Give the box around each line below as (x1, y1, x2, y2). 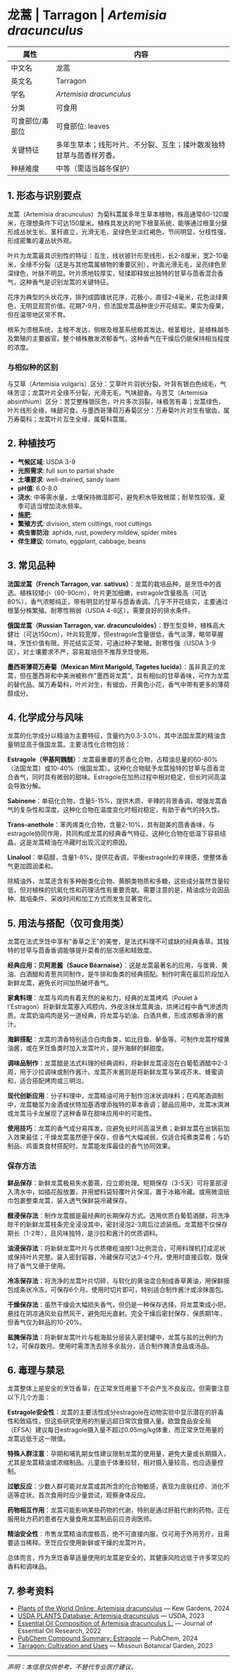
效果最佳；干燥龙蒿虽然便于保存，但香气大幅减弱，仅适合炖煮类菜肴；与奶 (13, 1133, 230, 1142)
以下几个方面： (7, 1393, 51, 1401)
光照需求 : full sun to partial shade (17, 466, 115, 475)
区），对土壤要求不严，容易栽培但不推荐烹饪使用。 (7, 647, 153, 656)
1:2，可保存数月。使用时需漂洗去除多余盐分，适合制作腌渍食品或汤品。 (7, 1341, 214, 1350)
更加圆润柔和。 (13, 862, 57, 870)
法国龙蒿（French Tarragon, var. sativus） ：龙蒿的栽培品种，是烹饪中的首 (7, 580, 222, 588)
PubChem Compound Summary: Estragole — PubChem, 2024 (17, 1634, 198, 1642)
